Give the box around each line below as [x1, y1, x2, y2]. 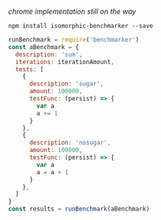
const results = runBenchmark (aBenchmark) [8, 205, 150, 213]
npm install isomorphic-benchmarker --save [8, 22, 154, 30]
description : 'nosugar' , [28, 138, 111, 147]
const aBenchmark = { [8, 43, 80, 51]
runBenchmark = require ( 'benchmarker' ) [8, 36, 140, 44]
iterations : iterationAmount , [15, 58, 114, 66]
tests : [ [15, 65, 44, 74]
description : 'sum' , [15, 51, 83, 59]
